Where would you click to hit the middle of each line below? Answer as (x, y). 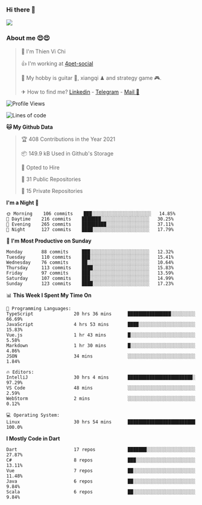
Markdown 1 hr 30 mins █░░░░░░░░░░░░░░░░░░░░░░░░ (101, 345)
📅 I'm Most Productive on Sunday (49, 241)
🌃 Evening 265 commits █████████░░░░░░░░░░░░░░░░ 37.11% (90, 224)
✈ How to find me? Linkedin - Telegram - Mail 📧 (80, 92)
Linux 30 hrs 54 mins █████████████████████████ (101, 422)
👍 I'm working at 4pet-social (57, 64)
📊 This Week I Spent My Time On (49, 295)
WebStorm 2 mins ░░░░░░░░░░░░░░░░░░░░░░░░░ (101, 399)
